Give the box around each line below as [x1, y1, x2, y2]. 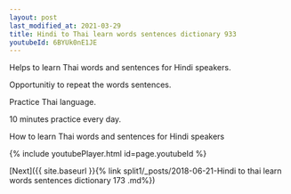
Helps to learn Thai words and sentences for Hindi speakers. [9, 62, 231, 73]
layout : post [9, 12, 58, 22]
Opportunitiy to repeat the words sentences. [9, 79, 172, 90]
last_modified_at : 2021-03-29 [9, 21, 122, 30]
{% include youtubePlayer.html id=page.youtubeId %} [9, 149, 207, 159]
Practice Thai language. [9, 97, 96, 108]
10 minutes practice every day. [9, 114, 122, 125]
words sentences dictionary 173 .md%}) [9, 175, 156, 186]
